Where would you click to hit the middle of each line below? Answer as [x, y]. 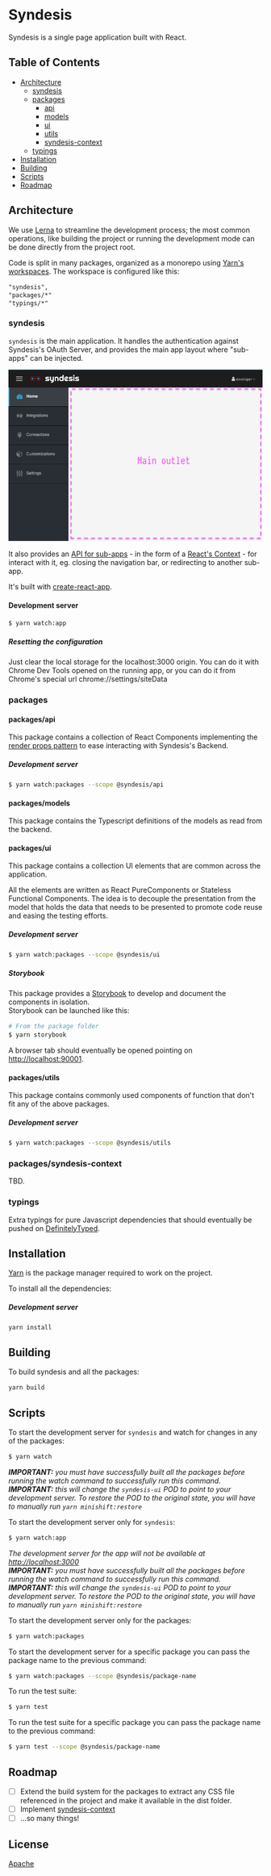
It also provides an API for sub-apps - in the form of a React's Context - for [133, 554]
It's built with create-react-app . [60, 587]
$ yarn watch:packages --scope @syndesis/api [86, 785]
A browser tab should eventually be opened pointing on [100, 1050]
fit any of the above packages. [59, 1104]
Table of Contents [54, 63]
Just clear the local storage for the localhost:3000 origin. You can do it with [134, 662]
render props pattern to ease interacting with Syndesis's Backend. [118, 746]
